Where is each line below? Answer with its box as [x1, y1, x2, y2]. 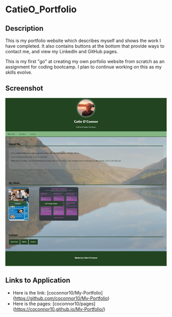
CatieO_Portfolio [5, 4, 77, 15]
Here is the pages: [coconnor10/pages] [12, 301, 96, 307]
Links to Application [5, 276, 71, 285]
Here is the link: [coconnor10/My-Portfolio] [12, 289, 103, 295]
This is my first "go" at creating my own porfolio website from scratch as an [5, 58, 165, 65]
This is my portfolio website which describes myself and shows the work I [5, 37, 161, 44]
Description [5, 24, 44, 33]
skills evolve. [5, 69, 32, 75]
